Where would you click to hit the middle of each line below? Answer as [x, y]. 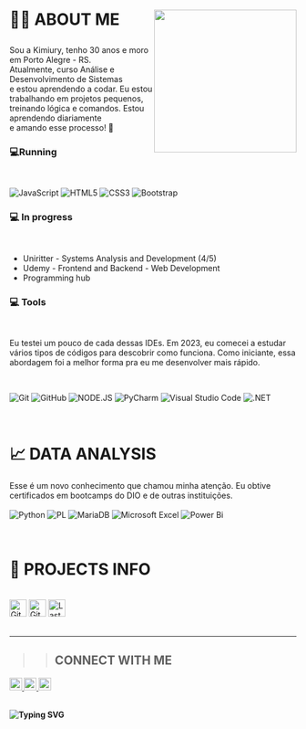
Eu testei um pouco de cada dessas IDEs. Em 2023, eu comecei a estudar [148, 343]
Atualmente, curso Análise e [62, 69]
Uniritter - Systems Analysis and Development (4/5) [119, 258]
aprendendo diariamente [56, 118]
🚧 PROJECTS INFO [80, 570]
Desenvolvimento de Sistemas [66, 79]
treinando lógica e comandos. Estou [77, 109]
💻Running [33, 153]
